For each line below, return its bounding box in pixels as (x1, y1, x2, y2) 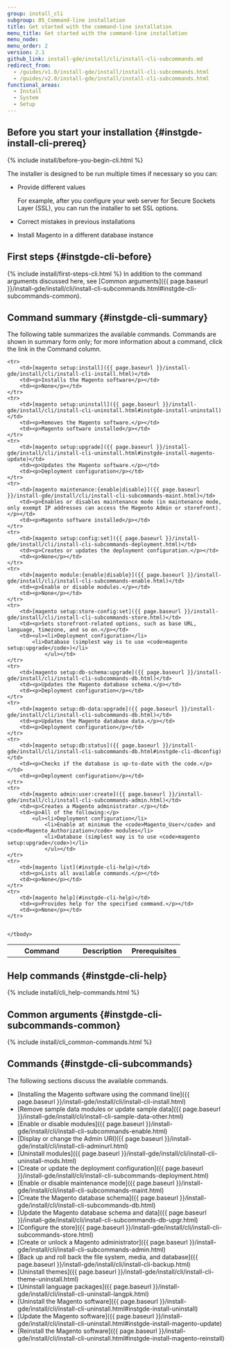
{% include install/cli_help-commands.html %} (7, 988, 140, 997)
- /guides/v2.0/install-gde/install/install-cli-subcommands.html (13, 74, 209, 82)
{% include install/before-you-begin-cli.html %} (7, 156, 144, 164)
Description (82, 946, 123, 956)
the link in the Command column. (7, 345, 102, 354)
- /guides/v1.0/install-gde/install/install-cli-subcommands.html (13, 68, 209, 75)
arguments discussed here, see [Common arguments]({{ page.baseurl (7, 276, 208, 285)
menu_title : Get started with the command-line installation (7, 29, 188, 37)
